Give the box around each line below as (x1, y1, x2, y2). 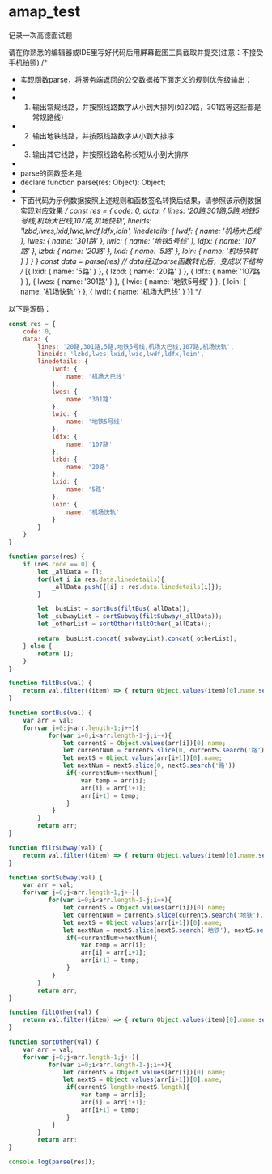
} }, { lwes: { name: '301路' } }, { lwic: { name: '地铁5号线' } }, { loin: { (19, 276, 247, 286)
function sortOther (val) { (8, 1038, 100, 1046)
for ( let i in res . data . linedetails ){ (37, 575, 164, 583)
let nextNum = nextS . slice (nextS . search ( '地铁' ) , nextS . (62, 926, 257, 935)
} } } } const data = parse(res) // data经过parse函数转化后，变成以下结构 (19, 256, 263, 265)
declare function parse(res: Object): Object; (19, 177, 166, 187)
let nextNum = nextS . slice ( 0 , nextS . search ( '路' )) (62, 761, 236, 770)
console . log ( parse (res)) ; (8, 1158, 96, 1167)
